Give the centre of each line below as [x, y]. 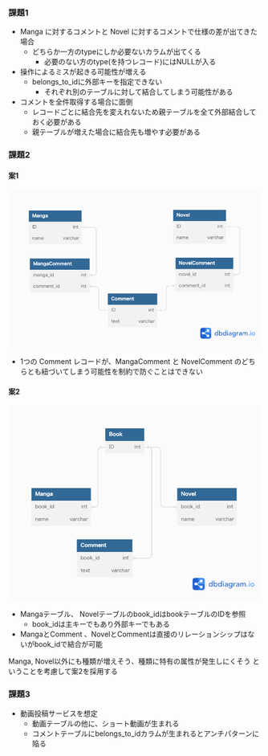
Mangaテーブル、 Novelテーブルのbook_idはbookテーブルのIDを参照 [133, 614]
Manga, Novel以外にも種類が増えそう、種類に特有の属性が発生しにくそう [130, 661]
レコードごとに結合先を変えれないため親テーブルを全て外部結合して [144, 112]
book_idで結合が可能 [68, 644]
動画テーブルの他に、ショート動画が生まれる [106, 723]
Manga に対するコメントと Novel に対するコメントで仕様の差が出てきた [139, 32]
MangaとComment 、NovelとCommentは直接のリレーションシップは [134, 634]
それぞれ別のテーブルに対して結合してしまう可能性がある [138, 92]
